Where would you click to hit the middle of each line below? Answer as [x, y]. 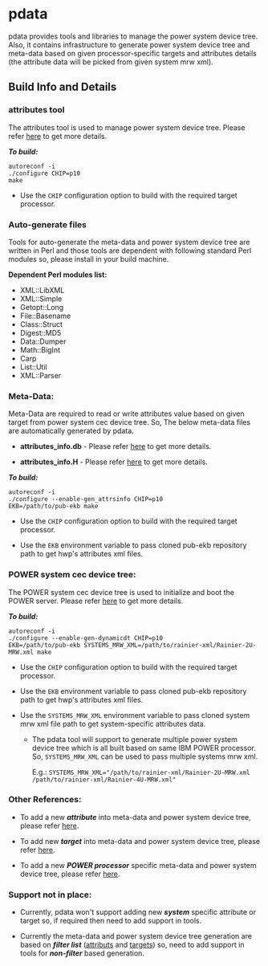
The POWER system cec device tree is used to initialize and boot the [122, 592]
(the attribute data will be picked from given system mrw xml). [111, 62]
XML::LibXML [42, 290]
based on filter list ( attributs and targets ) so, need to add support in [132, 945]
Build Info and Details [63, 87]
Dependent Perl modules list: [58, 275]
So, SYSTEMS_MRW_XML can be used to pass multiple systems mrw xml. [145, 756]
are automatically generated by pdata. [71, 431]
